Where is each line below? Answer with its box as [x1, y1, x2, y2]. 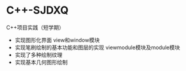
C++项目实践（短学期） [6, 24, 65, 31]
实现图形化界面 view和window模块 [14, 36, 100, 43]
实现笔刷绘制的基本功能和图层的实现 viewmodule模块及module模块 [14, 44, 181, 51]
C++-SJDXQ [6, 4, 69, 17]
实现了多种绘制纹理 [14, 51, 63, 58]
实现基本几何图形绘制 [14, 59, 68, 66]
